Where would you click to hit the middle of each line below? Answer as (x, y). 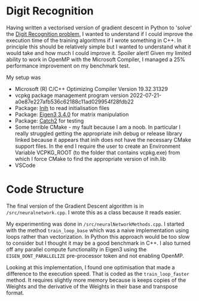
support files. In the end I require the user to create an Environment (97, 146)
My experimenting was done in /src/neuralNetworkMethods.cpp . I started (95, 224)
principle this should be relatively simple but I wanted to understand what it (99, 47)
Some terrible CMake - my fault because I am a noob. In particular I (98, 127)
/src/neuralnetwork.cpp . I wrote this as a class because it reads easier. (94, 212)
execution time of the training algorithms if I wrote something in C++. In (94, 40)
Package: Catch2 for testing (49, 120)
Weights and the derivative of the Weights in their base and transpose (92, 286)
